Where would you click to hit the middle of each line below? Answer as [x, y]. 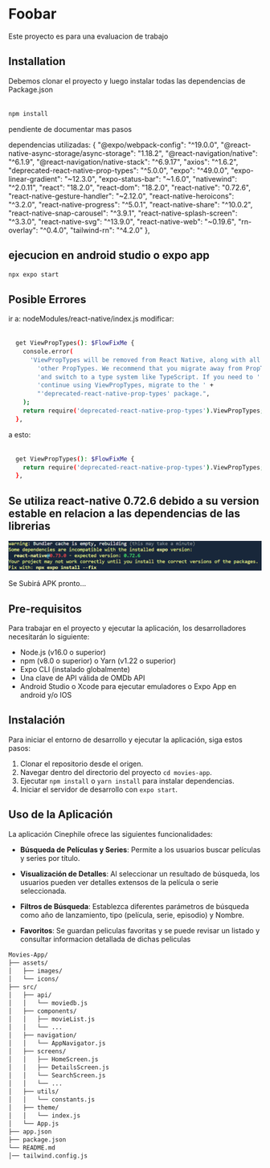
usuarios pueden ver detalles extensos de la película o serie [119, 882]
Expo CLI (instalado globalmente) [75, 670]
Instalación [37, 720]
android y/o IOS [46, 695]
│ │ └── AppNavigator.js [57, 1043]
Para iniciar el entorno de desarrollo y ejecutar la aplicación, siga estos [125, 740]
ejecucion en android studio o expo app [109, 255]
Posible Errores [47, 299]
